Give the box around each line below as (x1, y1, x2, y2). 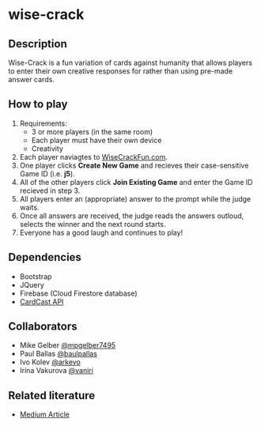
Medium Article (19, 409, 70, 420)
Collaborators (8, 320, 78, 334)
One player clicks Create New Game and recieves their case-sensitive (19, 160, 249, 170)
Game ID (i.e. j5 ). (19, 168, 75, 179)
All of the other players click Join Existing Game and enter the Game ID (19, 177, 253, 187)
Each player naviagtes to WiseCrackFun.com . (19, 152, 168, 161)
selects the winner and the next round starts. (19, 219, 166, 228)
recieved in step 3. (19, 186, 81, 195)
